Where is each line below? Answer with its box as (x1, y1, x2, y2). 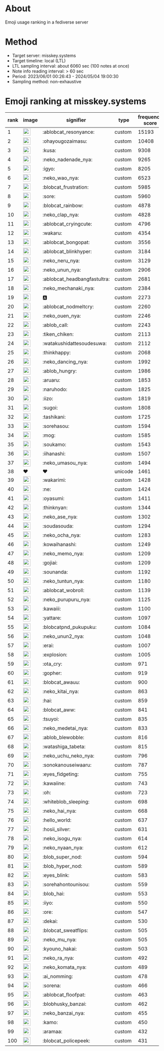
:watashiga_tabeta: (42, 743, 86, 750)
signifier (66, 116, 86, 123)
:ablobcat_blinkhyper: (42, 248, 92, 255)
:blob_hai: (42, 890, 65, 897)
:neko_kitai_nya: (42, 688, 79, 695)
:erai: (42, 642, 54, 649)
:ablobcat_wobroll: (42, 587, 84, 594)
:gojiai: (42, 559, 58, 566)
